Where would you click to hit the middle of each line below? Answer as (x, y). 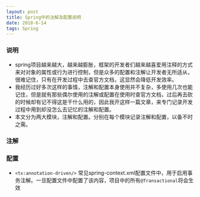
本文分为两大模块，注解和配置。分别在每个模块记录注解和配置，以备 (99, 116)
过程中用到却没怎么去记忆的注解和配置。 (64, 109)
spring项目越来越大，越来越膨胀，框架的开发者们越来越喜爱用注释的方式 (104, 64)
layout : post (22, 12)
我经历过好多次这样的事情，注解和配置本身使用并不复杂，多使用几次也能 (104, 87)
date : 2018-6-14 (26, 23)
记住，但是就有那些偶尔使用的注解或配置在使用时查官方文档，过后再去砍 (104, 94)
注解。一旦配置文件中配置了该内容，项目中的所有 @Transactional (99, 180)
